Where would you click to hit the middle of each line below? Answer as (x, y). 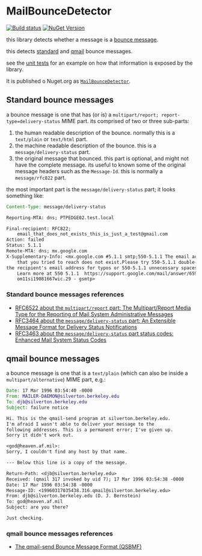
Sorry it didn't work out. (40, 435)
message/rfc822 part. (40, 177)
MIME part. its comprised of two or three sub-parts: (125, 121)
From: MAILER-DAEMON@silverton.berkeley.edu (63, 397)
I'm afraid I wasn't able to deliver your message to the (80, 424)
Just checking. (25, 518)
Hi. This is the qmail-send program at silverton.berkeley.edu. (88, 418)
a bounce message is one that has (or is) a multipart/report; (83, 114)
